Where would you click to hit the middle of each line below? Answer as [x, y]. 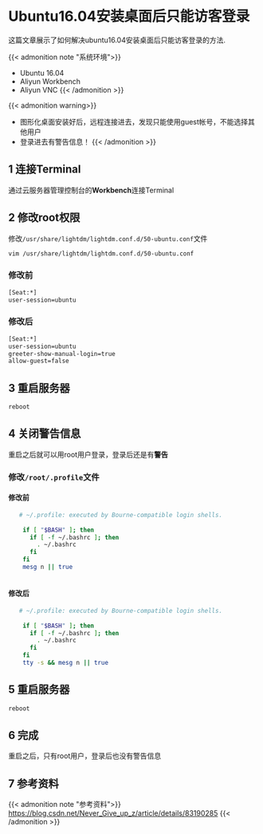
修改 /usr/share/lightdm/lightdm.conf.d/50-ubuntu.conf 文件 [108, 238]
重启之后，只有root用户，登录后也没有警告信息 [85, 756]
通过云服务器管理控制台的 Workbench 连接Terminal [91, 190]
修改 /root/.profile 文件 [54, 477]
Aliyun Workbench [50, 81]
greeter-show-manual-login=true [62, 354]
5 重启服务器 [39, 690]
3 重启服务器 [39, 388]
